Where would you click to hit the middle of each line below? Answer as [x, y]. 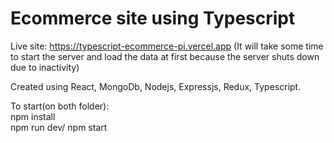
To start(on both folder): [60, 106]
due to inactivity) [45, 67]
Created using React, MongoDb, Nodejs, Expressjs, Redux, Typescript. [156, 86]
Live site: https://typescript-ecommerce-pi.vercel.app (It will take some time [167, 46]
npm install [33, 116]
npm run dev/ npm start [59, 127]
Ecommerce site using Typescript [153, 18]
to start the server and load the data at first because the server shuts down [165, 56]
